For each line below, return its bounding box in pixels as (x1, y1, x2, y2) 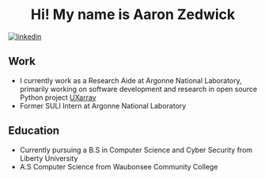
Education (8, 124, 60, 138)
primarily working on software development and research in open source (19, 84, 258, 93)
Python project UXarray (19, 93, 97, 102)
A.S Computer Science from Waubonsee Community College (19, 162, 218, 171)
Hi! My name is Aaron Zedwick (30, 6, 236, 24)
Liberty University (19, 153, 78, 163)
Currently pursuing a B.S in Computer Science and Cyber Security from (19, 145, 253, 154)
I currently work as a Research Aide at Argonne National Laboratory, (19, 75, 243, 85)
